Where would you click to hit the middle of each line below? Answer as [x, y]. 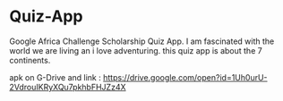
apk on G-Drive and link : [55, 77]
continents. [30, 60]
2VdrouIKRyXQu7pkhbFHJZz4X [68, 87]
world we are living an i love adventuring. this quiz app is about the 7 [136, 50]
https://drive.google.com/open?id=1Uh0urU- [185, 77]
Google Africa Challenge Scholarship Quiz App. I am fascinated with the [142, 41]
